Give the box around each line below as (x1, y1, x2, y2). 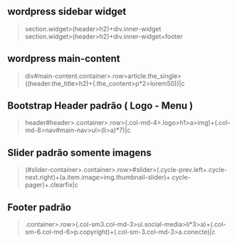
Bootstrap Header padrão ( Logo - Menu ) (7, 99, 194, 112)
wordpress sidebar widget (7, 6, 127, 18)
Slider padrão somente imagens (7, 146, 152, 158)
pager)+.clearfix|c (24, 180, 78, 189)
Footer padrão (7, 201, 72, 213)
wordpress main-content (7, 53, 121, 65)
